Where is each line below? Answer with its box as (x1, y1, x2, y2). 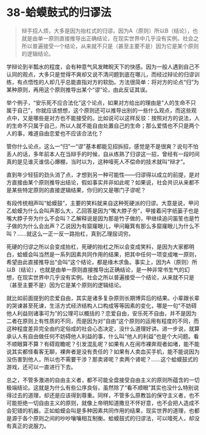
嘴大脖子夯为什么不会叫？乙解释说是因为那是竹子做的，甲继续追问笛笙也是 (6, 214, 194, 222)
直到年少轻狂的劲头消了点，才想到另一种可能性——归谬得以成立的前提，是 (6, 171, 194, 178)
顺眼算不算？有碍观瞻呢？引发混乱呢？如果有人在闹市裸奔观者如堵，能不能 (11, 340, 200, 347)
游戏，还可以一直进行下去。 (6, 363, 77, 371)
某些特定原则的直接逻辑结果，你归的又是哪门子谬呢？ (11, 186, 146, 194)
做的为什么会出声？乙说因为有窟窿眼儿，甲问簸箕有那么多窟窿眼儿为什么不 (11, 222, 200, 230)
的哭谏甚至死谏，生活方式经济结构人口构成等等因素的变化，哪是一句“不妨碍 (6, 301, 197, 309)
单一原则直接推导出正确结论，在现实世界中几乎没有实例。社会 (37, 34, 194, 42)
